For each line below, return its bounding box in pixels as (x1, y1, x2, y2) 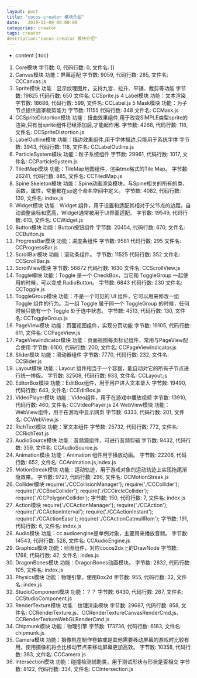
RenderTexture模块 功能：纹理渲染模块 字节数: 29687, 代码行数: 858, (15, 602, 180, 609)
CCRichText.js (15, 430, 49, 437)
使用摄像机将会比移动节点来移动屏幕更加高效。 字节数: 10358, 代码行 (25, 643, 191, 650)
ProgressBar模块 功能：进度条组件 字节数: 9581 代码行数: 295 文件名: (15, 238, 182, 244)
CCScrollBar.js (15, 258, 50, 264)
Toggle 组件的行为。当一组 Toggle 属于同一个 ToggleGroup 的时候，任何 (15, 300, 189, 307)
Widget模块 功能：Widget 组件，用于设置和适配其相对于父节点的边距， (15, 202, 186, 208)
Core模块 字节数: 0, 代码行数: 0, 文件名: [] (15, 64, 115, 71)
